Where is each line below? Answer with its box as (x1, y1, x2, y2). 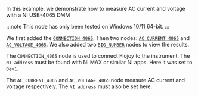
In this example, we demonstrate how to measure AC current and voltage (6, 5, 186, 12)
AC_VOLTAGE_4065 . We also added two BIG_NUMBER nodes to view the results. (6, 41, 190, 48)
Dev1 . (6, 65, 19, 72)
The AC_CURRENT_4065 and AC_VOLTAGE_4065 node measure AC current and (6, 77, 185, 83)
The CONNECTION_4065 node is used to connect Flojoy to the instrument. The (6, 52, 190, 59)
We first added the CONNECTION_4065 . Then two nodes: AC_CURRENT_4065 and (6, 35, 190, 41)
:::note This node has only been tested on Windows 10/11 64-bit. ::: (6, 23, 170, 30)
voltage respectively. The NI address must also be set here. (6, 83, 153, 90)
